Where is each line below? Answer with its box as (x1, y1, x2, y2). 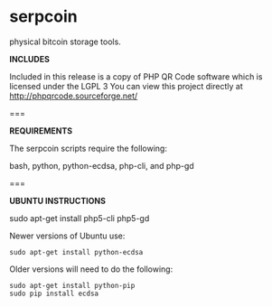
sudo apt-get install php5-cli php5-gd (9, 212, 150, 223)
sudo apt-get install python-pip (9, 281, 136, 290)
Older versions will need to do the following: (9, 264, 174, 274)
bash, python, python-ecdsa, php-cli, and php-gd (9, 160, 194, 171)
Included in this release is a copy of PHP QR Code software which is (9, 70, 263, 82)
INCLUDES (9, 53, 50, 64)
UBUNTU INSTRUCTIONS (9, 195, 107, 206)
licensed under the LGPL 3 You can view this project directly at (9, 80, 243, 91)
